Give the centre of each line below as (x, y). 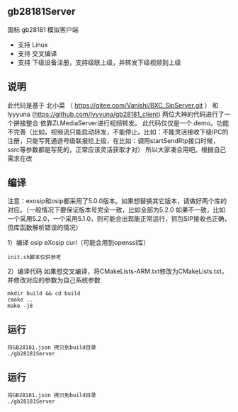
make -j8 (20, 306)
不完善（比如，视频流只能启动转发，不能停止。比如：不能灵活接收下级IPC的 (118, 132)
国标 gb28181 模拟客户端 (43, 29)
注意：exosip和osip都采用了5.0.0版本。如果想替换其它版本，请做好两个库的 (117, 201)
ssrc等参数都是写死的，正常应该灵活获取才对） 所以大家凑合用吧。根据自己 (117, 149)
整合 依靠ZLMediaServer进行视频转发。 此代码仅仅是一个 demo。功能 (127, 122)
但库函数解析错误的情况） (45, 228)
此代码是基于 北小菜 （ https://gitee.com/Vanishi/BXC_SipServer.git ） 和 (113, 105)
